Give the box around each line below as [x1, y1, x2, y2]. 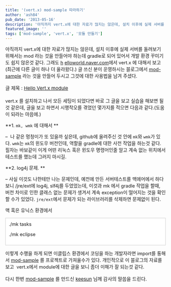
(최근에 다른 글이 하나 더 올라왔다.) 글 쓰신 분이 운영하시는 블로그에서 [5, 66, 148, 73]
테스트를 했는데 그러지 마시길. [5, 154, 67, 160]
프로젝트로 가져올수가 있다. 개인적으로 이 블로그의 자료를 [45, 257, 162, 264]
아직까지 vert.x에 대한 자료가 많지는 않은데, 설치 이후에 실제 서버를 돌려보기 [5, 46, 161, 53]
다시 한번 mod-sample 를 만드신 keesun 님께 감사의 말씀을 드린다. [5, 276, 147, 282]
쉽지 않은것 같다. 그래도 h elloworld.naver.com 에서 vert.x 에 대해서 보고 [11, 60, 161, 66]
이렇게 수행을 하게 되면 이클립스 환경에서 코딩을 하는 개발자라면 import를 [5, 251, 156, 257]
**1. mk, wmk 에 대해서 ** [5, 123, 59, 129]
